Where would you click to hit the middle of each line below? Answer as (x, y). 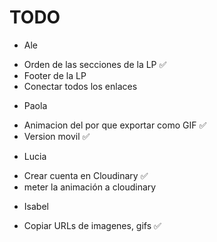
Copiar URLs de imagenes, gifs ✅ (92, 225)
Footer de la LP (55, 75)
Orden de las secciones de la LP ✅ (95, 64)
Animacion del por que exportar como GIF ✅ (115, 125)
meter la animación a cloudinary (90, 187)
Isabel (36, 206)
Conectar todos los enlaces (80, 86)
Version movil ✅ (57, 136)
